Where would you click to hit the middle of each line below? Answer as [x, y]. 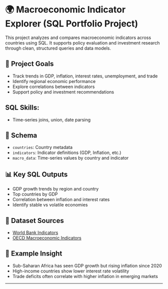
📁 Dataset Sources [34, 220]
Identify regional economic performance [54, 81]
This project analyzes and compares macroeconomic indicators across [78, 37]
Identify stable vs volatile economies [50, 205]
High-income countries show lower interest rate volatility [71, 271]
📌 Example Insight [34, 254]
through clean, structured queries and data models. [58, 48]
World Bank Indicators [35, 232]
